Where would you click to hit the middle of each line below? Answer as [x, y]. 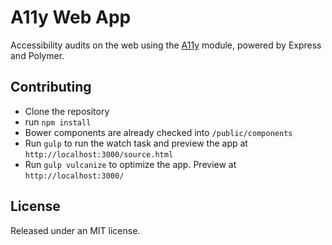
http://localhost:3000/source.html [99, 154]
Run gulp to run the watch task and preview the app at [136, 143]
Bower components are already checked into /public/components [158, 132]
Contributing [51, 87]
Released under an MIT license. [75, 230]
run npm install [58, 122]
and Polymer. [37, 55]
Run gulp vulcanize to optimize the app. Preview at [130, 164]
